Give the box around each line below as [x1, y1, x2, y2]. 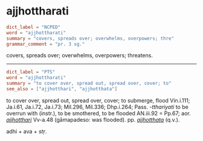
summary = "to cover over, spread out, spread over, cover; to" [6, 80, 172, 87]
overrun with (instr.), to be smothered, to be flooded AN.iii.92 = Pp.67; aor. [6, 110, 192, 117]
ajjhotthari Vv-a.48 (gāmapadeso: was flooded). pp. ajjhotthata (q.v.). [6, 116, 180, 123]
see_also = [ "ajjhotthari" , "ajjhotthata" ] [6, 86, 118, 92]
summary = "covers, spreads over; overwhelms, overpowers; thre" [6, 35, 174, 42]
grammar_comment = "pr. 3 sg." [6, 41, 85, 47]
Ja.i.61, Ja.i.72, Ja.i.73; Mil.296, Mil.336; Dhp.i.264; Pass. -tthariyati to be [6, 103, 188, 110]
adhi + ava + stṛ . [6, 128, 47, 135]
